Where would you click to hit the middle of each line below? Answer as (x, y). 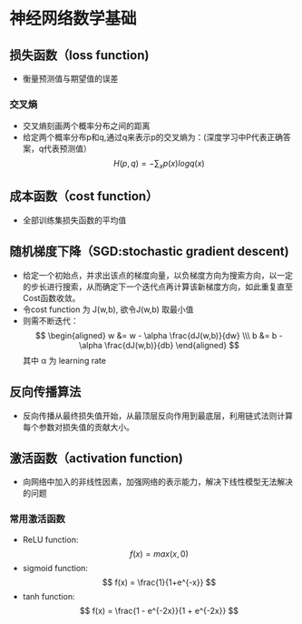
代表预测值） (68, 149)
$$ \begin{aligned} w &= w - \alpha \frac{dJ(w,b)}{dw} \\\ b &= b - (159, 335)
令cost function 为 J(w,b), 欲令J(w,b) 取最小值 (108, 309)
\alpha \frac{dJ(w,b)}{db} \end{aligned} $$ (159, 345)
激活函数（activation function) (96, 458)
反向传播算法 (45, 392)
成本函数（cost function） (84, 196)
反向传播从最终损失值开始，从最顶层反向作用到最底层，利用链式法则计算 (157, 416)
